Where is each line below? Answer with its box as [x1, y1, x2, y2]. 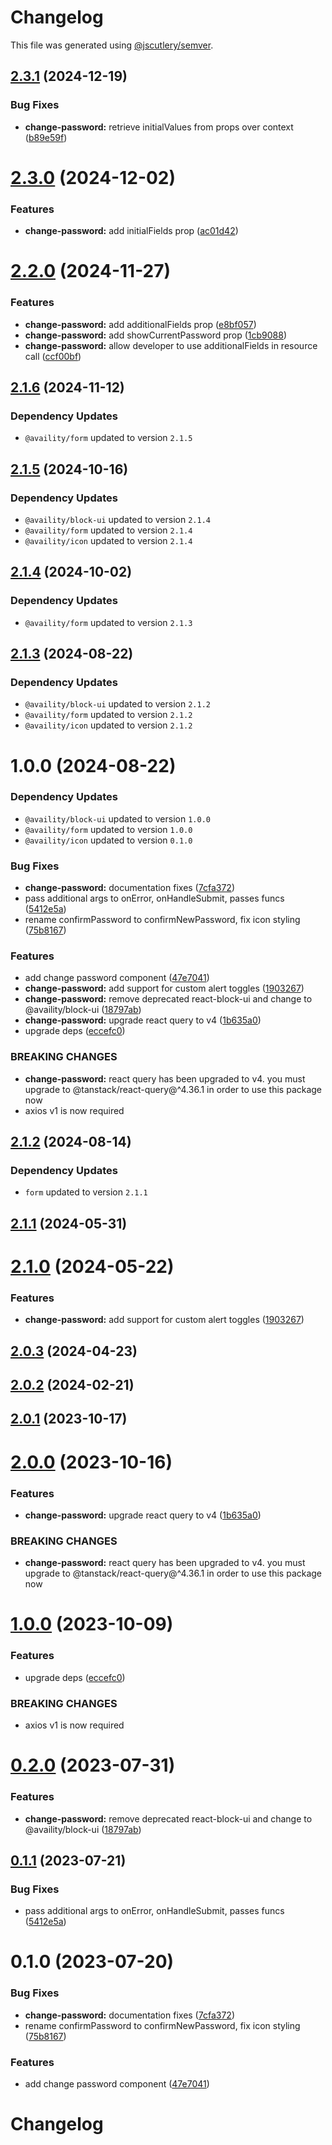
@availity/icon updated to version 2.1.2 [24, 719, 193, 731]
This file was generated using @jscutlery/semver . [10, 39, 214, 51]
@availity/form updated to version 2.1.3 [24, 616, 193, 628]
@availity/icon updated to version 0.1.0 [24, 834, 193, 846]
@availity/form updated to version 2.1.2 [24, 709, 193, 721]
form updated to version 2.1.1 [24, 1186, 148, 1198]
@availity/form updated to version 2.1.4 [24, 524, 193, 536]
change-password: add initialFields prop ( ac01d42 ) [24, 225, 239, 237]
